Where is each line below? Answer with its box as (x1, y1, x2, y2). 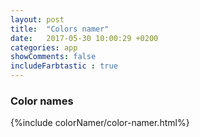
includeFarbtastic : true (10, 61, 118, 71)
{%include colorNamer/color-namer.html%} (10, 117, 190, 129)
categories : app (10, 42, 78, 53)
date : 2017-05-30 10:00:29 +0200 (10, 33, 159, 43)
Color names (10, 94, 74, 108)
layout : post (10, 14, 65, 25)
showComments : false (10, 52, 97, 62)
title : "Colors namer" (10, 24, 110, 34)
